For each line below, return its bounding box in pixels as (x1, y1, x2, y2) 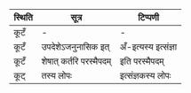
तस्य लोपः (41, 70, 73, 81)
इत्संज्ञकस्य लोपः (119, 70, 171, 81)
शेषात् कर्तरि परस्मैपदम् (41, 55, 112, 67)
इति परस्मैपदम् (119, 55, 164, 67)
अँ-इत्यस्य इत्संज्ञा (119, 41, 178, 52)
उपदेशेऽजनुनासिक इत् (41, 41, 110, 52)
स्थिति (13, 12, 33, 23)
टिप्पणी (137, 12, 160, 23)
